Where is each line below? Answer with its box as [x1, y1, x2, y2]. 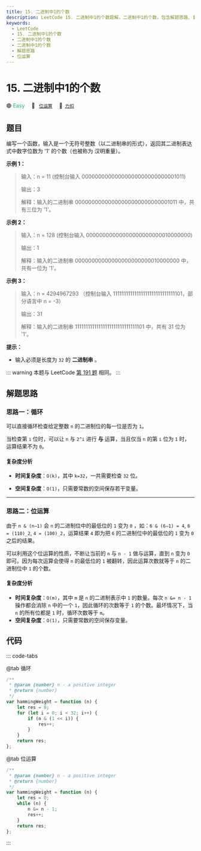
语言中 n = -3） [26, 298, 65, 305]
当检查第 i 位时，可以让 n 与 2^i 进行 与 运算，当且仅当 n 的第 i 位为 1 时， [6, 435, 190, 443]
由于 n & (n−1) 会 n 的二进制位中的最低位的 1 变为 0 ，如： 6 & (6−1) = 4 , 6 [6, 522, 190, 529]
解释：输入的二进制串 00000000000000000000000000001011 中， [20, 199, 190, 206]
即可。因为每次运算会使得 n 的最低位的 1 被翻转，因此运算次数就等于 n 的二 [6, 557, 191, 565]
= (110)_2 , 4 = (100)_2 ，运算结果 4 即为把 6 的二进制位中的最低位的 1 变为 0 [6, 529, 194, 536]
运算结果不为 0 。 [6, 443, 48, 450]
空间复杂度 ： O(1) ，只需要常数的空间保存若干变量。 [14, 485, 142, 492]
